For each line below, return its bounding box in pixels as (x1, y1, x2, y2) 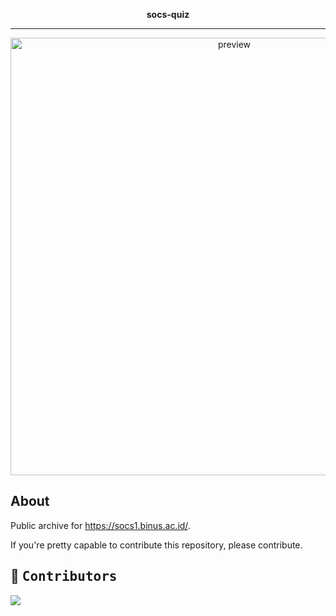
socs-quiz (146, 9, 190, 20)
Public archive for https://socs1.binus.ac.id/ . (10, 519, 191, 531)
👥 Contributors (10, 568, 118, 585)
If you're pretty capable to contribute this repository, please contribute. (10, 539, 303, 551)
